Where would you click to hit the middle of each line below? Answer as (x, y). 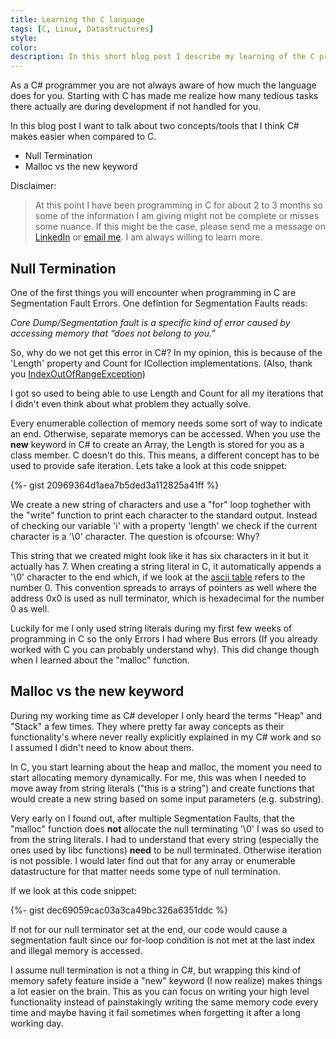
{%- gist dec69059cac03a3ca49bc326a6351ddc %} (119, 910)
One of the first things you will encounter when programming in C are (153, 292)
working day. (37, 1023)
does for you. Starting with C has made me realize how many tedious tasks (164, 96)
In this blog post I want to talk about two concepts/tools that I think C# (155, 126)
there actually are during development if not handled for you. (136, 107)
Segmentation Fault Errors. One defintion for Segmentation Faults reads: (159, 303)
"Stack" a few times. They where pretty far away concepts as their (147, 726)
